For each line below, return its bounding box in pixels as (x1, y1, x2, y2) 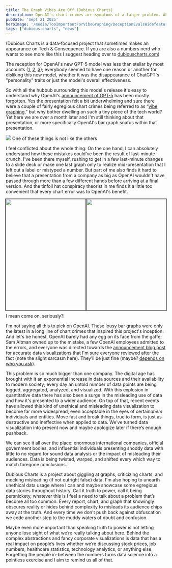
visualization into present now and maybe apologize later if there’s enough (6, 424, 162, 431)
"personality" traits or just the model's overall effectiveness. (6, 77, 132, 83)
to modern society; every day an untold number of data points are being (6, 381, 157, 387)
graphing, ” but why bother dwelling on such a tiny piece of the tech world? (6, 109, 162, 115)
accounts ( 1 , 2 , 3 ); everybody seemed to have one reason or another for (6, 67, 157, 73)
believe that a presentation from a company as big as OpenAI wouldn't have (6, 173, 165, 179)
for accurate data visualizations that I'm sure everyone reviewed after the (6, 350, 159, 356)
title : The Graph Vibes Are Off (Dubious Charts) (6, 7, 113, 13)
